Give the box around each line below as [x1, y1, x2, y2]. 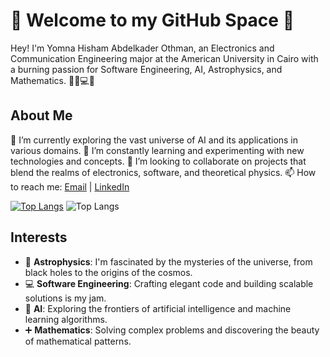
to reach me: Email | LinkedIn [10, 180, 130, 193]
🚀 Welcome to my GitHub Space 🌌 [10, 9, 295, 32]
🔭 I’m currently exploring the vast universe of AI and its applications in [10, 134, 299, 146]
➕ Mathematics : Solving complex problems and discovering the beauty [24, 324, 320, 336]
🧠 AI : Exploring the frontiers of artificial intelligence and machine [24, 302, 292, 314]
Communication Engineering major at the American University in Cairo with [10, 52, 319, 64]
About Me [10, 107, 73, 124]
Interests [10, 229, 68, 246]
